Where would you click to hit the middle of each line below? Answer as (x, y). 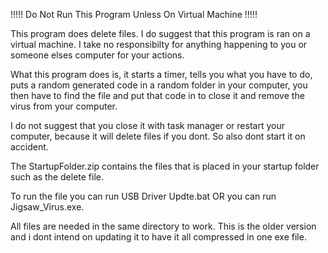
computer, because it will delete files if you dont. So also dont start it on (158, 136)
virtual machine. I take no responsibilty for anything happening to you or (159, 44)
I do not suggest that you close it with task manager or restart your (147, 125)
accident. (29, 147)
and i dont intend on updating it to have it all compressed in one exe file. (158, 237)
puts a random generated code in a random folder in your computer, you (159, 85)
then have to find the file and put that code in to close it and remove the (157, 95)
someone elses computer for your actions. (97, 55)
